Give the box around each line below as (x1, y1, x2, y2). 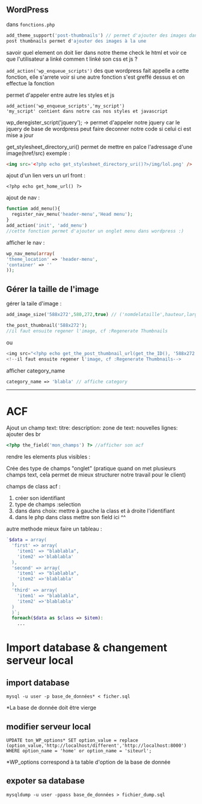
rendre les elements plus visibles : (6, 453, 91, 460)
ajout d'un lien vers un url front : (6, 172, 86, 179)
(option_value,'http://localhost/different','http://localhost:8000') (6, 743, 187, 749)
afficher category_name (6, 367, 65, 374)
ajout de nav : (6, 194, 40, 201)
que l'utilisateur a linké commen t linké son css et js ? (6, 55, 138, 62)
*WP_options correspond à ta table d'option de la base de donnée (6, 758, 171, 766)
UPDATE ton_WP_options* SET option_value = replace (6, 737, 138, 743)
